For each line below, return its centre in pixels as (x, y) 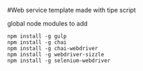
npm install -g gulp (37, 36)
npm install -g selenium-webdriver (59, 61)
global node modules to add (47, 23)
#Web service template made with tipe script (71, 10)
